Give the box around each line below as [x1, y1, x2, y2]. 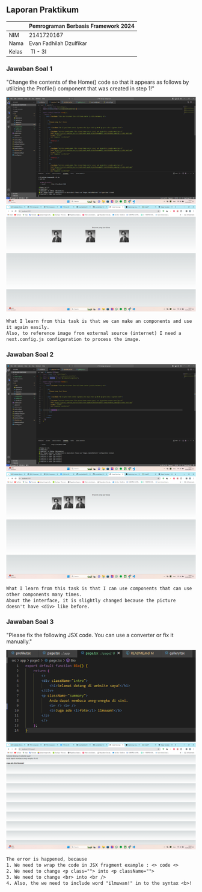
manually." [6, 638, 32, 645]
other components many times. [6, 591, 82, 598]
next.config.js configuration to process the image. [6, 337, 141, 343]
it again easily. [6, 325, 50, 331]
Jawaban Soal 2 [6, 351, 54, 359]
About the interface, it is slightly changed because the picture [6, 597, 176, 604]
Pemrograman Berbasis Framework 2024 [29, 22, 135, 30]
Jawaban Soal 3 [6, 617, 54, 626]
